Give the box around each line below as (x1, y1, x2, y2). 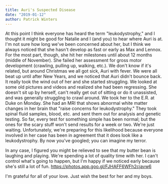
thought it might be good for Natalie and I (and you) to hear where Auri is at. (5, 36, 163, 42)
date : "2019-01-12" (5, 12, 46, 17)
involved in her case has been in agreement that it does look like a (5, 132, 143, 139)
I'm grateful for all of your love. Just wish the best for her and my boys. (5, 173, 153, 179)
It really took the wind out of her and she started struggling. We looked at (5, 79, 157, 85)
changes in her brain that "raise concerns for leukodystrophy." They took (5, 105, 157, 111)
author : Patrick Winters (5, 17, 58, 22)
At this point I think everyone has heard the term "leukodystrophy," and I (5, 31, 155, 37)
